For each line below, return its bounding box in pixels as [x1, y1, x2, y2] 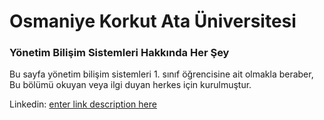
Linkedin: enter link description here [9, 98, 157, 110]
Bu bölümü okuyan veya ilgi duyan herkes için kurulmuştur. [9, 79, 252, 91]
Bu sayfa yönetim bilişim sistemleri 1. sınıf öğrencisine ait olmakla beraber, [9, 68, 314, 80]
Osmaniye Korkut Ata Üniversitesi [9, 10, 297, 33]
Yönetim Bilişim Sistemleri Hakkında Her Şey [9, 46, 230, 60]
